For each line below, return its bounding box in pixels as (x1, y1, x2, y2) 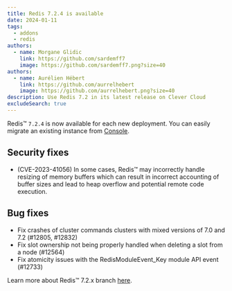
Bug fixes (7, 207, 49, 219)
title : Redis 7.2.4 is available (7, 10, 104, 17)
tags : (7, 23, 23, 30)
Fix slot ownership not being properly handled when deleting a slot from (17, 240, 223, 249)
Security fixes (7, 147, 69, 159)
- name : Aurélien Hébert (13, 74, 85, 82)
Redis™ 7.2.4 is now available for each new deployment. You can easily (7, 119, 211, 127)
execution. (17, 187, 48, 195)
